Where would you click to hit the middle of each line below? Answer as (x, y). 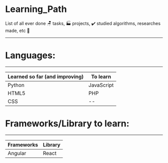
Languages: (30, 55)
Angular (17, 153)
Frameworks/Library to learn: (67, 124)
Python (16, 85)
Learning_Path (36, 9)
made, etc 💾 (17, 30)
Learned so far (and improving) (46, 76)
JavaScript (101, 85)
